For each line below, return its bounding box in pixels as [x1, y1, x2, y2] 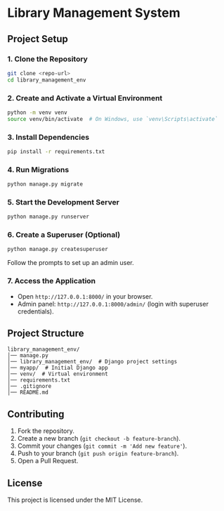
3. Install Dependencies [7, 132, 90, 142]
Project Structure [7, 328, 84, 339]
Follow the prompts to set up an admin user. [7, 259, 135, 267]
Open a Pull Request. [17, 457, 79, 465]
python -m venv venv [7, 109, 68, 116]
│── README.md [7, 389, 49, 396]
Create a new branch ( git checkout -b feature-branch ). [17, 434, 181, 443]
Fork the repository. [17, 427, 75, 435]
